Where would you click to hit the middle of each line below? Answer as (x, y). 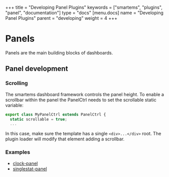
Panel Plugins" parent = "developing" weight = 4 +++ (61, 18)
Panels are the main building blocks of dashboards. (59, 52)
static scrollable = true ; (39, 119)
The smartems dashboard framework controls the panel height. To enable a (85, 94)
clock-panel (25, 163)
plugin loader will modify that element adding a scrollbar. (65, 139)
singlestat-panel (30, 169)
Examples (18, 152)
